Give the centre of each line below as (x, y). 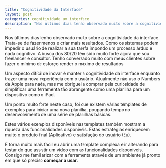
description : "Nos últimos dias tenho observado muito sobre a (72, 24)
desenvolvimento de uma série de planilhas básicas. (58, 115)
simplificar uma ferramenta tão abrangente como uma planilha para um (77, 89)
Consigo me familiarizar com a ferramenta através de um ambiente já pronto (83, 155)
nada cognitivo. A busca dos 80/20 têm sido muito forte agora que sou (77, 54)
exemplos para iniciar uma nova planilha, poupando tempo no (68, 110)
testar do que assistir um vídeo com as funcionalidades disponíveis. (74, 150)
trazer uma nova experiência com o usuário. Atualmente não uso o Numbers (83, 79)
